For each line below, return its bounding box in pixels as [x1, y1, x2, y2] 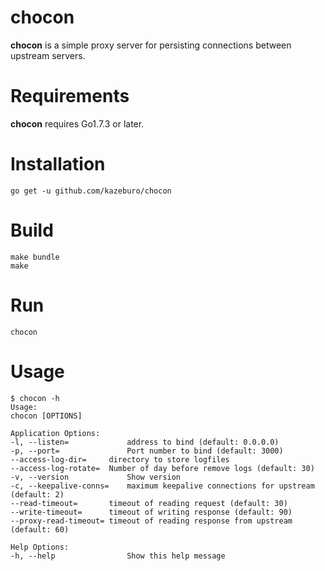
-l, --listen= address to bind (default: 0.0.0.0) [10, 437, 280, 447]
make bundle [10, 252, 60, 262]
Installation [10, 153, 106, 176]
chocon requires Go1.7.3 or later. [10, 117, 145, 130]
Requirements [10, 85, 130, 108]
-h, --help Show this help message [10, 551, 226, 561]
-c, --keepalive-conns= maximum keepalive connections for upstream [10, 481, 315, 491]
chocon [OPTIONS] [10, 411, 83, 421]
